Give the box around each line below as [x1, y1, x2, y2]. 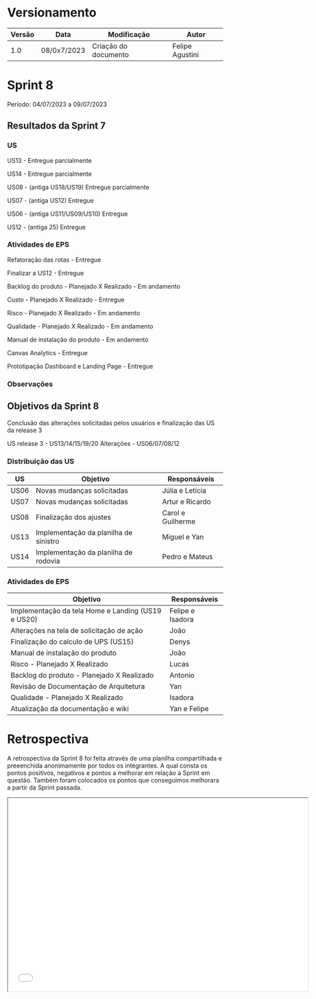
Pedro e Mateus [162, 552, 214, 561]
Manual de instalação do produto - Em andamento [7, 335, 149, 344]
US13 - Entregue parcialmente [7, 156, 93, 164]
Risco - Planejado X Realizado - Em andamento [7, 308, 141, 317]
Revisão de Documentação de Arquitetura [10, 682, 145, 691]
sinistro [35, 536, 60, 546]
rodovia [35, 556, 60, 565]
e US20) [10, 615, 38, 625]
